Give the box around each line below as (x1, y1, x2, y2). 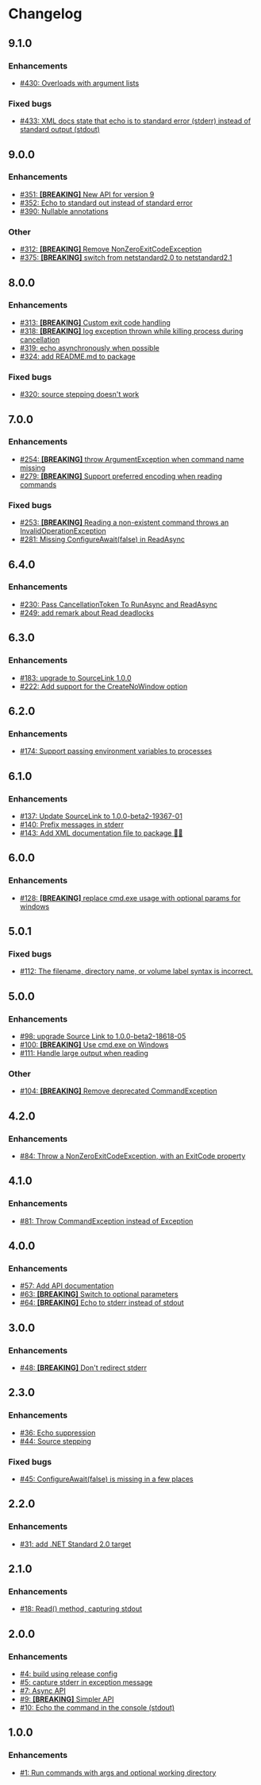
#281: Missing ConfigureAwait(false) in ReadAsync (19, 534, 185, 545)
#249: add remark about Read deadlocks (19, 607, 155, 617)
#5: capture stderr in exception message (19, 1678, 153, 1687)
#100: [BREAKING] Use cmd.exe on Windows (19, 1039, 169, 1050)
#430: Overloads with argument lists (19, 78, 140, 87)
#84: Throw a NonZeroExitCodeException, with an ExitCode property (19, 1151, 246, 1161)
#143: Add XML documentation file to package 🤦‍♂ (19, 828, 183, 837)
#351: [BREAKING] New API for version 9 (19, 189, 155, 199)
